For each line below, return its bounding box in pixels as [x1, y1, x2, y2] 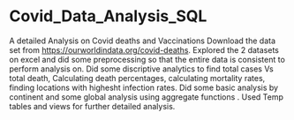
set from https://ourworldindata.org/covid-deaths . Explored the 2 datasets [9, 44, 280, 55]
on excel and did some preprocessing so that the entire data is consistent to [9, 54, 285, 64]
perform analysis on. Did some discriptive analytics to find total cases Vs [9, 64, 274, 74]
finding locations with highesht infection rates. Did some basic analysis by [9, 82, 279, 93]
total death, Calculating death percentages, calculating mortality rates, [9, 72, 266, 83]
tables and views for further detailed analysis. [9, 101, 176, 111]
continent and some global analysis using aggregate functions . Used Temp [9, 91, 284, 102]
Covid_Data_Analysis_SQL [9, 6, 207, 26]
